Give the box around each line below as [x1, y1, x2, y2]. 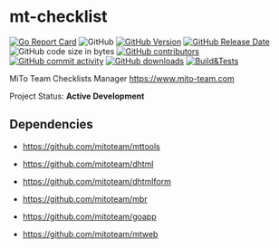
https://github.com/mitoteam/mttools [22, 140, 161, 151]
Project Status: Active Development [9, 91, 145, 101]
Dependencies [9, 117, 93, 132]
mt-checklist [9, 6, 108, 27]
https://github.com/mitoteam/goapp [22, 211, 157, 222]
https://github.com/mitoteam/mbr [22, 193, 148, 205]
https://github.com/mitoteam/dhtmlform [22, 176, 172, 186]
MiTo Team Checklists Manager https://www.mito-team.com [9, 72, 235, 83]
